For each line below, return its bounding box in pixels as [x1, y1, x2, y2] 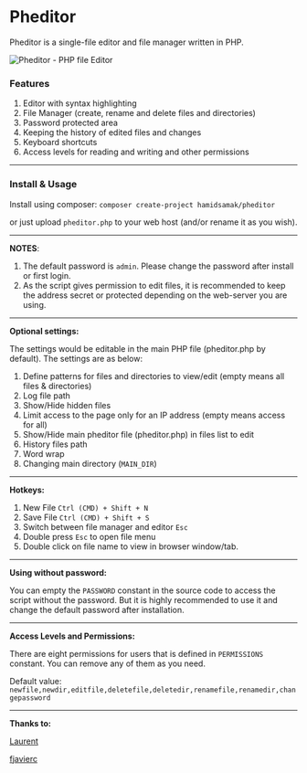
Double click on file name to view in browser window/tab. [22, 541, 239, 552]
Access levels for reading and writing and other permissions [22, 146, 249, 157]
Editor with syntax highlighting [22, 98, 137, 109]
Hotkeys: [9, 484, 46, 495]
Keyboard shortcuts [22, 137, 98, 148]
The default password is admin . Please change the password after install [22, 260, 294, 271]
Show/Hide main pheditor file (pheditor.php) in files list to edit [22, 429, 254, 439]
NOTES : [9, 242, 40, 253]
